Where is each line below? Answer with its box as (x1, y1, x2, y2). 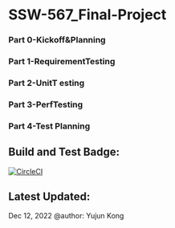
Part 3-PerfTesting (8, 99, 83, 110)
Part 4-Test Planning (8, 120, 91, 132)
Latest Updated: (8, 190, 91, 203)
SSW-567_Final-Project (8, 6, 167, 24)
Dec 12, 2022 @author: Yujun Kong (8, 211, 124, 221)
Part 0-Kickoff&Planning (8, 35, 106, 46)
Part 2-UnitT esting (8, 77, 85, 88)
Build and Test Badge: (8, 145, 120, 159)
